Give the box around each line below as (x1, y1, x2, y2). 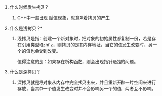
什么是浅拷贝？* (9, 25, 43, 31)
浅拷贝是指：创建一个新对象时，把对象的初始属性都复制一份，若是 (17, 36, 152, 41)
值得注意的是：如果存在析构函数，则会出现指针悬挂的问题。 (17, 59, 139, 64)
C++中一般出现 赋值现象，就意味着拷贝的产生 (17, 15, 110, 21)
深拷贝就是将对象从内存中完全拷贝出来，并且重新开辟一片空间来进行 (17, 79, 156, 85)
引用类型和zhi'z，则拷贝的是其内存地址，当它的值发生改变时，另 (21, 42, 153, 48)
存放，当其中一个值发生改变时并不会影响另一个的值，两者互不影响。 (17, 86, 156, 91)
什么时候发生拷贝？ (9, 4, 49, 10)
